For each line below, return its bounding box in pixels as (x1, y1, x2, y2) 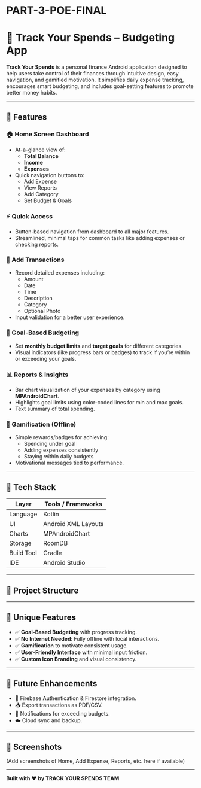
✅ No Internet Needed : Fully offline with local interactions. (14, 635, 160, 642)
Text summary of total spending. (14, 405, 95, 412)
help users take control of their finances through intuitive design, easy (6, 70, 179, 77)
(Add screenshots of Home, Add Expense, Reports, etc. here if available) (6, 757, 185, 765)
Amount (23, 276, 44, 283)
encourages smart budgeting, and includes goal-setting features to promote (6, 83, 194, 90)
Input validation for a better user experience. (14, 314, 125, 321)
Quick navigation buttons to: (14, 171, 85, 178)
